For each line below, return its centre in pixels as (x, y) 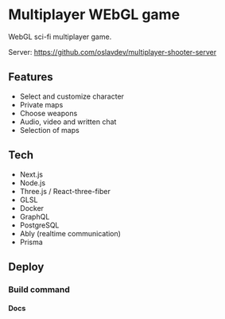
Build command (39, 290)
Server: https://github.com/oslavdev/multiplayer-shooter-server (112, 52)
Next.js (31, 174)
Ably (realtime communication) (70, 233)
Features (31, 77)
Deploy (26, 267)
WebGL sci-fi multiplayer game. (60, 37)
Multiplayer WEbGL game (94, 15)
